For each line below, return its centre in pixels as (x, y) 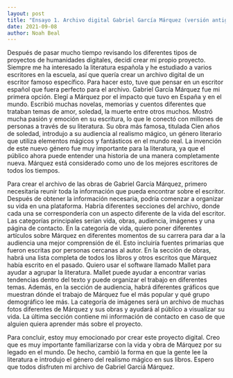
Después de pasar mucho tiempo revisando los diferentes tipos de (102, 53)
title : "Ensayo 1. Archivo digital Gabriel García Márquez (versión (108, 20)
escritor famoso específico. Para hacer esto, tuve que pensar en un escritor (115, 82)
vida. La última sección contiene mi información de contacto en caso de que (116, 317)
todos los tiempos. (34, 171)
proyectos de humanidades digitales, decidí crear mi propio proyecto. (106, 60)
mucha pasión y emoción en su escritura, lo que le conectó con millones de (115, 119)
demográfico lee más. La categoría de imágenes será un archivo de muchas (116, 302)
